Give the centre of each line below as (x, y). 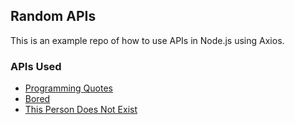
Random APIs (53, 16)
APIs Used (36, 66)
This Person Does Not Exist (81, 110)
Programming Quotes (68, 88)
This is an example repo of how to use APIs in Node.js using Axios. (147, 40)
